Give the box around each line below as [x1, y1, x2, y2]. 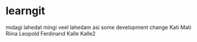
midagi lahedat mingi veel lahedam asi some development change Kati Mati [5, 24, 192, 31]
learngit [5, 4, 46, 18]
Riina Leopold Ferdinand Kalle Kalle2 [5, 30, 96, 37]
